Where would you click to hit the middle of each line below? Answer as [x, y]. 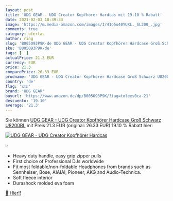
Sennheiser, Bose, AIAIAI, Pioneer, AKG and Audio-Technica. [77, 172]
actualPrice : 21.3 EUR [30, 58]
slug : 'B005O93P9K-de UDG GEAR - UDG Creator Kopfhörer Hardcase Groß [83, 44]
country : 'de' [21, 82]
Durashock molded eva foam [44, 183]
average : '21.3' [23, 106]
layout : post [19, 10]
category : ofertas [25, 34]
